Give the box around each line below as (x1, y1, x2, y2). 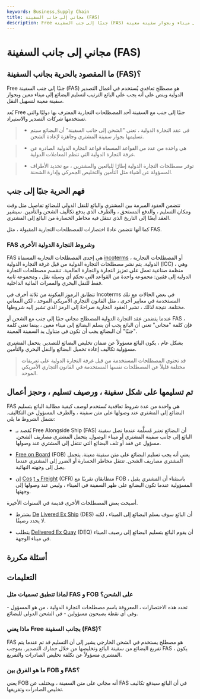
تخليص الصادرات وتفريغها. (7, 685, 64, 692)
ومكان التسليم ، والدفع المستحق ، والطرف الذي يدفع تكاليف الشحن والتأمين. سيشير (7, 208, 191, 215)
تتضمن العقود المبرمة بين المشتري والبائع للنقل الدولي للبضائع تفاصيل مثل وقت (7, 201, 180, 209)
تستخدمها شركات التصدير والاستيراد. (7, 115, 87, 122)
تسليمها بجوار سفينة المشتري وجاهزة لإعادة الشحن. (30, 133, 144, 140)
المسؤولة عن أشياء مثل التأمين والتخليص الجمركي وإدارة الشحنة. (30, 169, 173, 176)
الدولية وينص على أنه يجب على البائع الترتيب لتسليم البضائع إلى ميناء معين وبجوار (7, 91, 183, 98)
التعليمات (7, 572, 37, 582)
